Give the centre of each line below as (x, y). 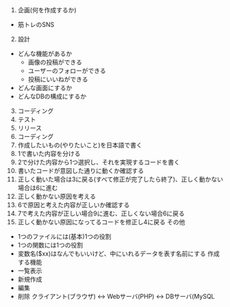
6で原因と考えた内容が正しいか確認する (74, 205)
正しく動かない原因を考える (57, 196)
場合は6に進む (38, 188)
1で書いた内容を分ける (49, 153)
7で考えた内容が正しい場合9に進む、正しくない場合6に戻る (101, 213)
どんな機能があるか (45, 54)
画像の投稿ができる (55, 62)
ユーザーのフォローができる (67, 71)
